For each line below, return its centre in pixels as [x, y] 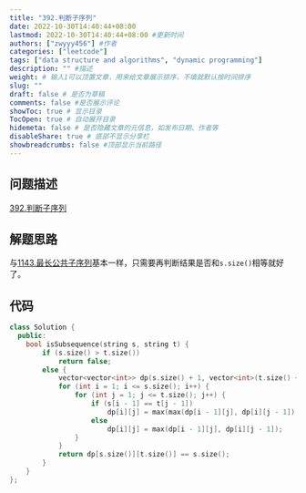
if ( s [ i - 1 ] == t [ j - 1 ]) [142, 404]
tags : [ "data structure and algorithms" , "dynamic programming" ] [136, 60]
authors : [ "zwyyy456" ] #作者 [63, 43]
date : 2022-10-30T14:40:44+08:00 [73, 26]
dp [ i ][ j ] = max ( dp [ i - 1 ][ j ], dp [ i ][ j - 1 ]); [195, 429]
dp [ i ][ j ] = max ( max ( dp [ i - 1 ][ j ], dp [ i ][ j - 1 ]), [203, 412]
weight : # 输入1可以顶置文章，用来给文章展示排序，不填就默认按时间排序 [130, 77]
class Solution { [42, 328]
